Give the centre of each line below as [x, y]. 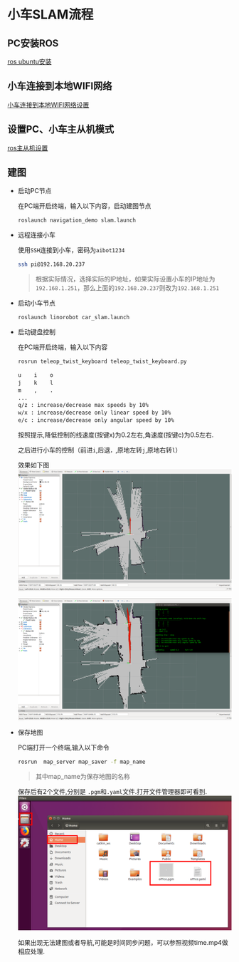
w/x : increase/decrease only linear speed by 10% [94, 413]
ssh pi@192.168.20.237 [51, 264]
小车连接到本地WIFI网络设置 [48, 105]
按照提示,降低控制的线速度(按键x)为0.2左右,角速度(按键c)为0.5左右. [116, 435]
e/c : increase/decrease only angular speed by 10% [96, 420]
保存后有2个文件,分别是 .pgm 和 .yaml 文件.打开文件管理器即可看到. [112, 792]
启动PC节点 [34, 191]
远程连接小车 [36, 235]
